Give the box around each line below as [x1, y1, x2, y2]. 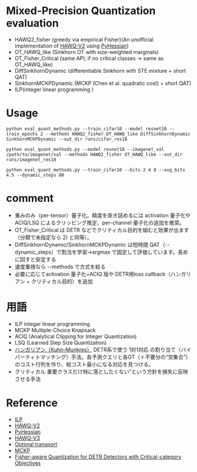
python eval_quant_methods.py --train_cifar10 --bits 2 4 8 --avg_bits [6, 167, 185, 173]
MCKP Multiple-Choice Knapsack [14, 326, 96, 333]
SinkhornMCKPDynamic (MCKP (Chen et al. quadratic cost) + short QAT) [14, 79, 192, 86]
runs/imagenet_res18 [6, 157, 57, 163]
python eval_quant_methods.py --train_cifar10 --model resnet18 [6, 126, 167, 132]
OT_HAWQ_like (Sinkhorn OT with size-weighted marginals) [14, 48, 159, 55]
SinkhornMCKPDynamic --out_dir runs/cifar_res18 [6, 136, 128, 142]
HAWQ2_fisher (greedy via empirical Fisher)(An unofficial [14, 36, 154, 43]
